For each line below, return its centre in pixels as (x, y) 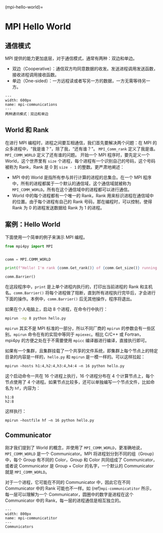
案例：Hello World (33, 225)
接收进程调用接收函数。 (35, 75)
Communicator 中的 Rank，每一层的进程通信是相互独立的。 (64, 500)
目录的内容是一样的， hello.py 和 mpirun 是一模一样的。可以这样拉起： (75, 357)
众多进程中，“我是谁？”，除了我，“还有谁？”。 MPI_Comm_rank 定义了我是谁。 (81, 149)
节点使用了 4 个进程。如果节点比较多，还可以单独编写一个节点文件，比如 (78, 382)
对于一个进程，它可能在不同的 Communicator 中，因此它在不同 (68, 482)
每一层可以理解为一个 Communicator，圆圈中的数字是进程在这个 (69, 494)
